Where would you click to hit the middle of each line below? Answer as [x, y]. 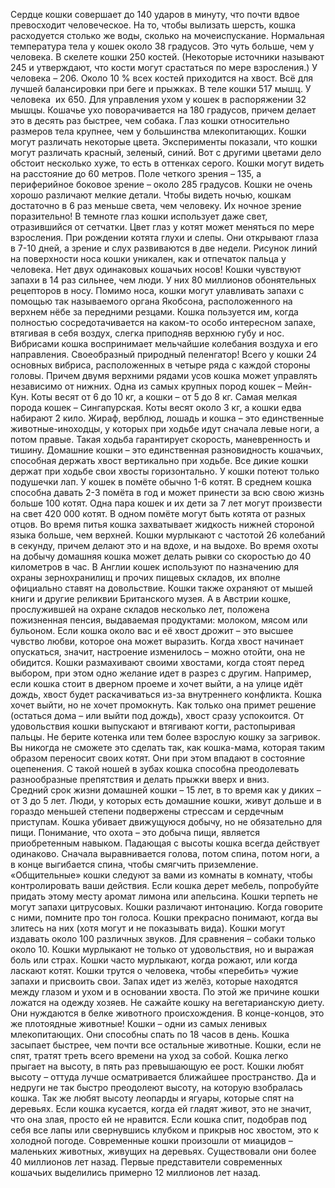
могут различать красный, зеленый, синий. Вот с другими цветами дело [166, 152]
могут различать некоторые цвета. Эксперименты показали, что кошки [164, 142]
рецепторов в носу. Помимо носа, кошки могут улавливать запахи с [157, 290]
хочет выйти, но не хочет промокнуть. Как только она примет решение [163, 705]
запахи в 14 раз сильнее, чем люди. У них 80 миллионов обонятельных [163, 280]
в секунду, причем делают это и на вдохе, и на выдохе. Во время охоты [164, 545]
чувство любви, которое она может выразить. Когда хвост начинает [157, 641]
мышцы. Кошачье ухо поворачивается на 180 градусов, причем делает [163, 110]
